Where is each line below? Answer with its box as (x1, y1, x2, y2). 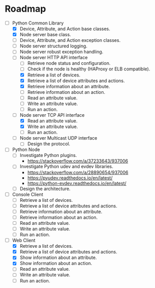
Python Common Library (12, 20, 64, 26)
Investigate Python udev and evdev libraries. (19, 164, 113, 170)
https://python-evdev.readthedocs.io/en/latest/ (27, 180, 127, 186)
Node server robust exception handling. (19, 49, 104, 55)
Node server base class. (19, 32, 71, 38)
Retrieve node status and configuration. (27, 60, 111, 66)
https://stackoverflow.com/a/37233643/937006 (27, 158, 128, 164)
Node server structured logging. (19, 43, 88, 49)
